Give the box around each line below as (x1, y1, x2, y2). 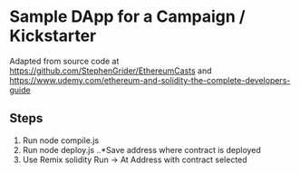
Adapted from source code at (9, 55, 120, 66)
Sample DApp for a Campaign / (9, 6, 247, 27)
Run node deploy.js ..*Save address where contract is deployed (22, 144, 261, 155)
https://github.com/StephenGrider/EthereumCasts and (9, 65, 212, 76)
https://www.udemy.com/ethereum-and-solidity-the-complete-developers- (9, 74, 291, 85)
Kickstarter (9, 25, 97, 46)
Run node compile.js (22, 134, 100, 146)
